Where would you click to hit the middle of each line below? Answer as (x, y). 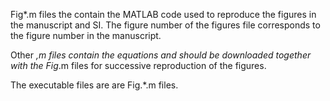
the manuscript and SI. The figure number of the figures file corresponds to (165, 25)
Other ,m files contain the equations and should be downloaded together (161, 55)
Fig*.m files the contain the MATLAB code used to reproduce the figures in (163, 14)
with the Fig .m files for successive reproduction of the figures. (138, 65)
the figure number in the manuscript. (86, 35)
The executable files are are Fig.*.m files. (94, 85)
